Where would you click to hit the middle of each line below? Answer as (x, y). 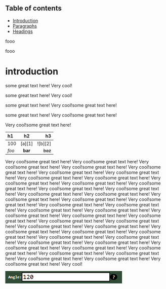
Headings (23, 31)
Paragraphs (25, 26)
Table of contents (33, 8)
